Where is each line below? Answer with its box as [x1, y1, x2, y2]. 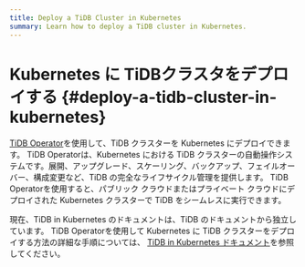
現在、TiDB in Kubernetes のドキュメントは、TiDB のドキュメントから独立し [9, 214, 297, 225]
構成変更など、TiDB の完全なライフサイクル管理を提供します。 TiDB [33, 172, 289, 183]
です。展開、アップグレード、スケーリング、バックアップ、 [25, 160, 248, 171]
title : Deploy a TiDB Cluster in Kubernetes [9, 13, 182, 23]
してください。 [9, 248, 66, 260]
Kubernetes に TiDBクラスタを [9, 64, 241, 85]
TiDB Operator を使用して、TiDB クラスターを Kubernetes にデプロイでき [9, 138, 283, 149]
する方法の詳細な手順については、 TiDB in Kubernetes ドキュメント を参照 [16, 237, 295, 248]
